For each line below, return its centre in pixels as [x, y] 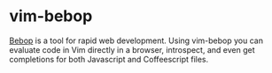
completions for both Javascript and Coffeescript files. [109, 59]
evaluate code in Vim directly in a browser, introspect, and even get [132, 49]
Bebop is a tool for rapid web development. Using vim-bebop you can [136, 40]
